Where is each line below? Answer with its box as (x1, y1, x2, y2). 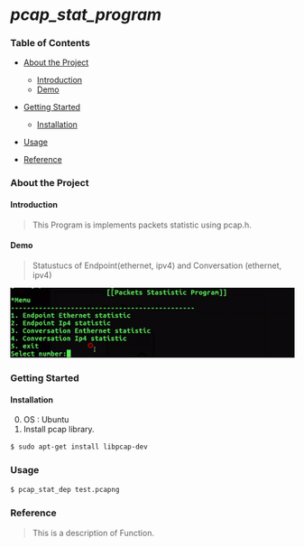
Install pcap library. (23, 424, 95, 435)
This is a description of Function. (32, 527, 154, 538)
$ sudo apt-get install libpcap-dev (10, 442, 148, 451)
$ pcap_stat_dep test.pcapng (10, 486, 120, 495)
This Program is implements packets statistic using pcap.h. (32, 219, 252, 230)
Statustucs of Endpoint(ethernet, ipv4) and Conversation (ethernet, (32, 260, 282, 271)
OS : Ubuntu (23, 414, 69, 425)
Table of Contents (10, 37, 91, 50)
